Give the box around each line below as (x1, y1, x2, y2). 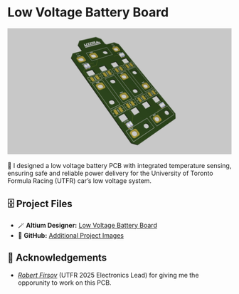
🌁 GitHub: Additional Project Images (17, 231, 124, 239)
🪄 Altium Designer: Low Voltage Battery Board (17, 221, 158, 229)
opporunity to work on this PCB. (17, 278, 112, 287)
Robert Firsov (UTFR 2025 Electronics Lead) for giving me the (17, 271, 199, 279)
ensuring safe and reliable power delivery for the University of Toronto (7, 169, 213, 177)
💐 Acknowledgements (7, 252, 107, 264)
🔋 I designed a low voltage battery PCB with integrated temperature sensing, (7, 161, 232, 169)
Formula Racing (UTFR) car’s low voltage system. (7, 176, 152, 185)
